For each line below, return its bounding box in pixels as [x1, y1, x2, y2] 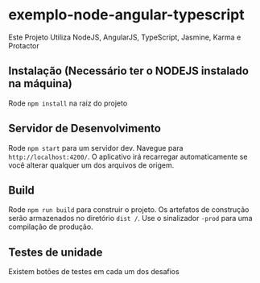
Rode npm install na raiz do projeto [8, 98, 128, 108]
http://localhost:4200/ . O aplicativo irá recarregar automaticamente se [8, 152, 248, 161]
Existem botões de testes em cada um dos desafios [8, 267, 180, 277]
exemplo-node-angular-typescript [8, 6, 245, 24]
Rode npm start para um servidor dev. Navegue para [8, 143, 184, 152]
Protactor [8, 40, 39, 50]
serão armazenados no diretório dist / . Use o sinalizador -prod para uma [8, 214, 253, 223]
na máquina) [8, 77, 72, 90]
